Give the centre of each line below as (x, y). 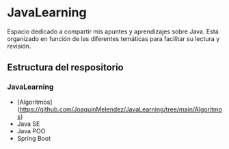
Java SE (28, 124)
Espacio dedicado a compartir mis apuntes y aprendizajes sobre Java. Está (113, 31)
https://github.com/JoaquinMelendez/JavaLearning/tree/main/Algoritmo (121, 109)
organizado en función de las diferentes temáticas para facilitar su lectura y (113, 38)
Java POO (31, 131)
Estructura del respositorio (66, 67)
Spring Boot (34, 138)
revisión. (19, 46)
